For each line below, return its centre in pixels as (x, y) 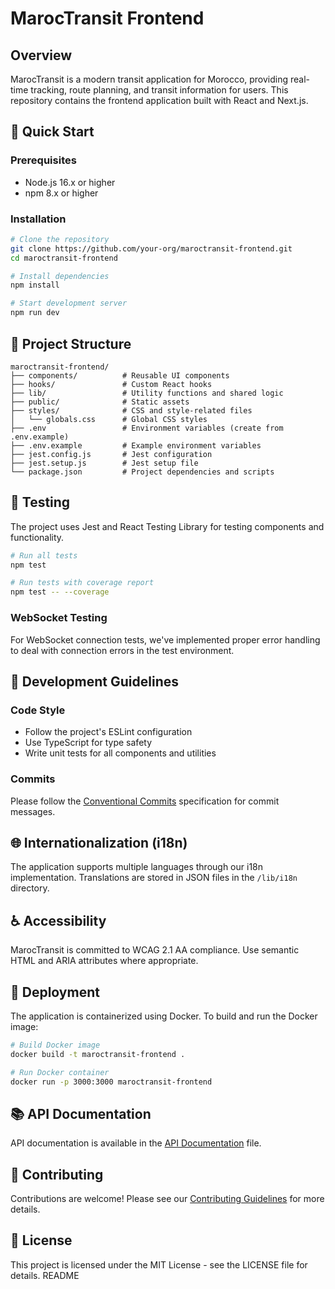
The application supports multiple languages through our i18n (137, 867)
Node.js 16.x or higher (70, 182)
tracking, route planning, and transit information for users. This (159, 90)
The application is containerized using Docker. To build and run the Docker (164, 1016)
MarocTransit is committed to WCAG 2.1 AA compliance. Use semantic (155, 950)
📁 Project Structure (71, 343)
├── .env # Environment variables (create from (147, 428)
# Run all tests (44, 555)
